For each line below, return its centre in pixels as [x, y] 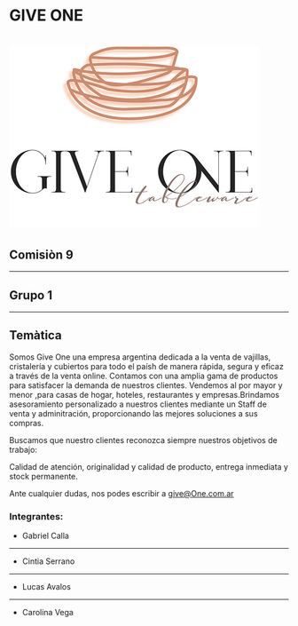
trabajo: [24, 449]
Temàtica [35, 335]
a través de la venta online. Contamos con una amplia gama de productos [144, 376]
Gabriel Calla [45, 536]
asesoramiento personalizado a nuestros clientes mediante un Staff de [138, 404]
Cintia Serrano [48, 561]
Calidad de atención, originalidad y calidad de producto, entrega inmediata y [149, 466]
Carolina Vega [47, 613]
